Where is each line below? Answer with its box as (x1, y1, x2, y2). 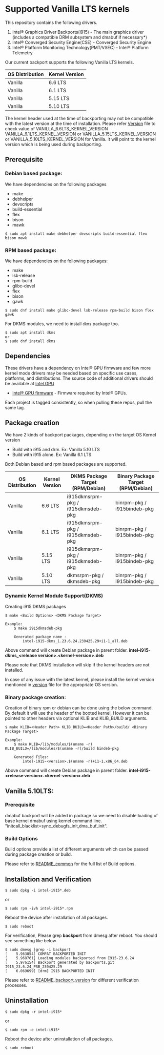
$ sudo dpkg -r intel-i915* (5, 1009, 62, 1014)
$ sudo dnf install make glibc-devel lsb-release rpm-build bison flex (5, 308, 154, 313)
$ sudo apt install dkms (5, 330, 56, 335)
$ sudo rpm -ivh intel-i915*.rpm (5, 906, 73, 911)
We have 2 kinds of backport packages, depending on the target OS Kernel (5, 432, 156, 437)
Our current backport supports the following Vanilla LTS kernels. (5, 59, 134, 65)
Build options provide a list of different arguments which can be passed (5, 846, 149, 852)
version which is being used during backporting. (5, 141, 102, 147)
